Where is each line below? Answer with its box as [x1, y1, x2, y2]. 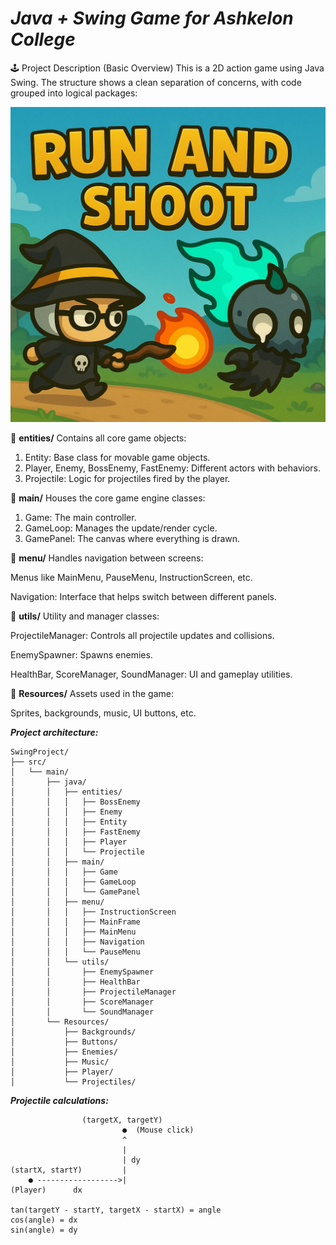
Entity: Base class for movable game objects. [24, 451, 211, 463]
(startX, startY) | [10, 1165, 128, 1175]
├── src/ [10, 757, 47, 767]
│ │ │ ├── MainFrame [10, 917, 141, 927]
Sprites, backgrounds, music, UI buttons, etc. [10, 707, 197, 719]
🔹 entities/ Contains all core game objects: [10, 432, 187, 444]
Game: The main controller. [24, 511, 137, 523]
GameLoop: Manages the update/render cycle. [24, 522, 218, 534]
